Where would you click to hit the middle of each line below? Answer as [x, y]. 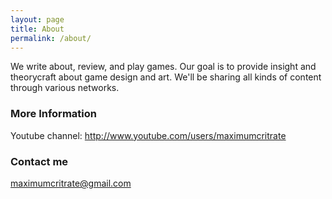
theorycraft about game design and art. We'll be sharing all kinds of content [166, 77]
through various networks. [65, 88]
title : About [37, 29]
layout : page [37, 19]
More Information [53, 114]
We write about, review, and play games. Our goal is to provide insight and [163, 67]
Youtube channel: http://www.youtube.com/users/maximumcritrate [148, 135]
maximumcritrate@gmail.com [71, 183]
